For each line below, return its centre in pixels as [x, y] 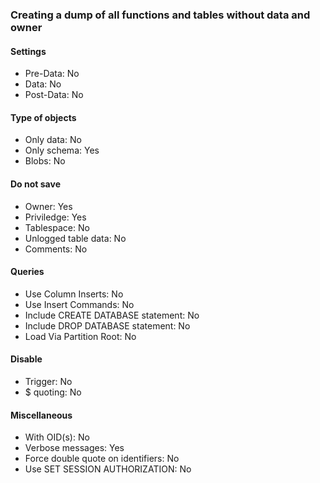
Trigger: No [48, 381]
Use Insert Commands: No [79, 304]
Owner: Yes [48, 206]
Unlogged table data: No [75, 238]
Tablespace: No [57, 227]
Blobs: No [45, 161]
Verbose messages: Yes [74, 448]
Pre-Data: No [52, 74]
